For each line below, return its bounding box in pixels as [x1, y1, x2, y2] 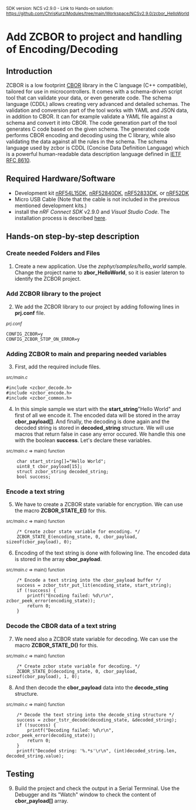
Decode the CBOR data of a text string [6, 622, 116, 630]
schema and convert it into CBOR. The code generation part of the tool [6, 119, 177, 126]
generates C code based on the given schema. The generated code [6, 125, 170, 132]
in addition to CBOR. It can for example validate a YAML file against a [6, 113, 173, 120]
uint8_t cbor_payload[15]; [16, 464, 83, 470]
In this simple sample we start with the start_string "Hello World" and [14, 406, 182, 413]
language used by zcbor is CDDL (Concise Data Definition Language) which [6, 144, 190, 151]
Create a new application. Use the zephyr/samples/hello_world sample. [14, 263, 187, 270]
